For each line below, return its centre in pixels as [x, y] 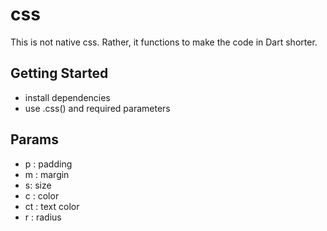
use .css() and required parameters [97, 108]
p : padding [48, 164]
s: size [38, 185]
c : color [42, 195]
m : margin [47, 174]
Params [34, 139]
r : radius [43, 217]
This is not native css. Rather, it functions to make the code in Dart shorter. [164, 42]
